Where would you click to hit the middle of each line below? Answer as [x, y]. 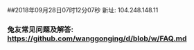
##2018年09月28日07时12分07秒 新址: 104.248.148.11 [83, 10]
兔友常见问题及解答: [41, 29]
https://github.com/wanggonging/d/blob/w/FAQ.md [97, 38]
